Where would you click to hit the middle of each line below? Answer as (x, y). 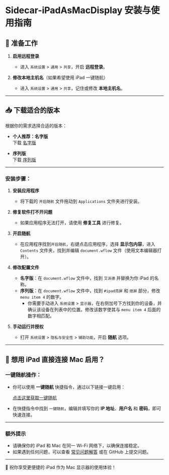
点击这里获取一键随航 (34, 397)
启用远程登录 (26, 56)
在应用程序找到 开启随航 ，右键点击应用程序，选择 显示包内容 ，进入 (88, 244)
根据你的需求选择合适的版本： (36, 125)
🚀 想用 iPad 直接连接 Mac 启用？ (55, 359)
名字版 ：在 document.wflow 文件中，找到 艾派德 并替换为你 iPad (84, 278)
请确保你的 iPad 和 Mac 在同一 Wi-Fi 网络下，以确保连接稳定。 (77, 446)
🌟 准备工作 (21, 43)
